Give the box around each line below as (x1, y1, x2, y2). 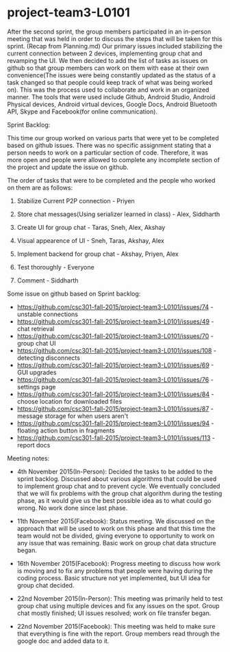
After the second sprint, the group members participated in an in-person (7, 27, 212, 36)
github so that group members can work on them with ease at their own (7, 64, 209, 72)
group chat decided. (16, 581, 75, 589)
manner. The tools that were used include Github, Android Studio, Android (7, 92, 216, 101)
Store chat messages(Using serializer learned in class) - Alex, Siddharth (16, 210, 220, 218)
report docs (16, 441, 51, 449)
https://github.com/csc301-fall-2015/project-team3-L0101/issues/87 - (16, 404, 214, 413)
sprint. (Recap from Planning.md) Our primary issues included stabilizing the (7, 42, 222, 50)
